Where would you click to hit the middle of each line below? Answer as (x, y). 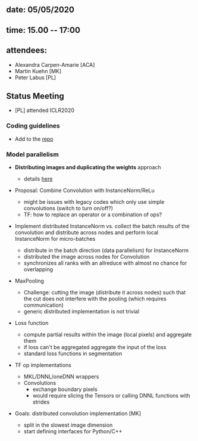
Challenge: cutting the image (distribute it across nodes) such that (105, 292)
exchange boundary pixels (65, 389)
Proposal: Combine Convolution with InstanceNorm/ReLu (84, 190)
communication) (44, 305)
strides (41, 402)
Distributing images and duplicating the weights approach (88, 167)
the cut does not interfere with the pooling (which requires (95, 299)
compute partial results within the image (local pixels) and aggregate (108, 334)
